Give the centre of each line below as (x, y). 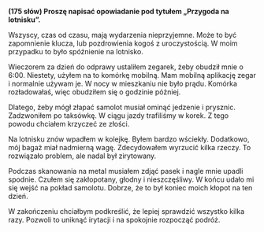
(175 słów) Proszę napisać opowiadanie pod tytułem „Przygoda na (119, 11)
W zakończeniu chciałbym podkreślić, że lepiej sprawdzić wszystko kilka (126, 211)
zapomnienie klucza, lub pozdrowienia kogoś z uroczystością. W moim (123, 43)
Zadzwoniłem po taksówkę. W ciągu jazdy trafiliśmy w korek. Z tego (119, 116)
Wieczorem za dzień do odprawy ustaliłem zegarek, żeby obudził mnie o (126, 67)
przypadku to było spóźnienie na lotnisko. (76, 52)
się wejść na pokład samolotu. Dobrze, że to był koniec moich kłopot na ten (130, 188)
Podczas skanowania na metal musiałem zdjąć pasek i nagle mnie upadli (126, 171)
